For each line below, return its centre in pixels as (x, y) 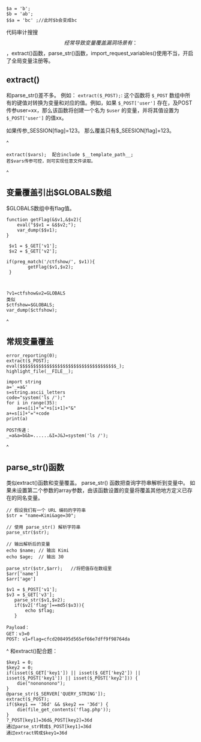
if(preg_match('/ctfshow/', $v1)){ (51, 261)
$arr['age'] (21, 579)
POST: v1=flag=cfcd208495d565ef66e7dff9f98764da (68, 639)
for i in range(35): (32, 403)
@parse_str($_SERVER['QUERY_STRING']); (56, 694)
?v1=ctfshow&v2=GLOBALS (36, 293)
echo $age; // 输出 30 (35, 557)
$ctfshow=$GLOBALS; (31, 305)
